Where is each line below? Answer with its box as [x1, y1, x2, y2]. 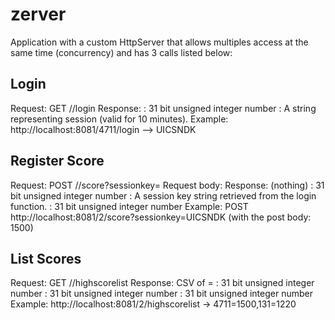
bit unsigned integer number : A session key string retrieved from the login [10, 189, 317, 202]
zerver [10, 3, 67, 26]
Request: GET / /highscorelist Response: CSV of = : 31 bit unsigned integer [10, 277, 315, 289]
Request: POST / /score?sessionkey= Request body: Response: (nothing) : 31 [10, 179, 325, 191]
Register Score [10, 153, 105, 170]
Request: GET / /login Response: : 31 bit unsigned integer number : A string [10, 102, 317, 114]
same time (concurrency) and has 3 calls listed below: [10, 46, 233, 58]
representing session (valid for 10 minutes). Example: [10, 113, 229, 125]
